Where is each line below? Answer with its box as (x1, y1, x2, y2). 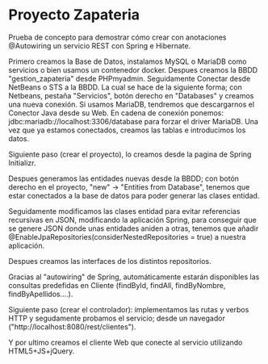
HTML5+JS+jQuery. (8, 345, 75, 356)
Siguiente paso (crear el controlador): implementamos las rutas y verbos (8, 304, 249, 314)
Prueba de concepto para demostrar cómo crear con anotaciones (8, 32, 227, 42)
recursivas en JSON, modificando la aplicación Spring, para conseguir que (8, 215, 257, 224)
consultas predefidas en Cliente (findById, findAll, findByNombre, (8, 280, 226, 290)
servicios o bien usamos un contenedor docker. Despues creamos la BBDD (8, 65, 258, 74)
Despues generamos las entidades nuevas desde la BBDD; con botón (8, 174, 240, 183)
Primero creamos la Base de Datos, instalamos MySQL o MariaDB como (8, 56, 247, 66)
